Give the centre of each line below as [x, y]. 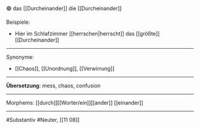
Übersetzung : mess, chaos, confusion [54, 86]
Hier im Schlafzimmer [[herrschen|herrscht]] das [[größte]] [87, 34]
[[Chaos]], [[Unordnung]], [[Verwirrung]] [65, 68]
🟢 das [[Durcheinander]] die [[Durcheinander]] [64, 8]
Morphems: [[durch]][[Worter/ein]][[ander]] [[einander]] [75, 103]
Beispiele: [18, 22]
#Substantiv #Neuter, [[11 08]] [43, 120]
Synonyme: [20, 57]
